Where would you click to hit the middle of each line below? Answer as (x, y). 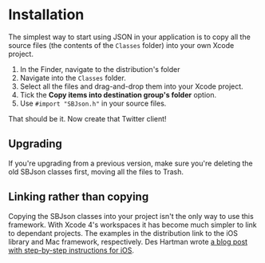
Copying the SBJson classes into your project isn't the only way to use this (131, 216)
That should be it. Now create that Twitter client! (87, 118)
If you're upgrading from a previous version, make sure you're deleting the (131, 163)
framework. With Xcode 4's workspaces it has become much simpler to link (132, 225)
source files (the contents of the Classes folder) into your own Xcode (121, 45)
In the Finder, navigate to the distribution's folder (100, 69)
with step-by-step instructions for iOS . (71, 250)
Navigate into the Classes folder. (73, 78)
